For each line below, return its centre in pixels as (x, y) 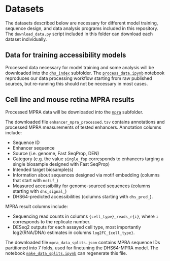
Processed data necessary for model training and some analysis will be (80, 67)
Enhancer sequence (33, 148)
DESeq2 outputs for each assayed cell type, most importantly (77, 227)
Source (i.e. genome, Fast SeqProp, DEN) (56, 153)
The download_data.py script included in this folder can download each (79, 34)
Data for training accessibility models (66, 55)
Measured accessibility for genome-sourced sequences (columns (81, 186)
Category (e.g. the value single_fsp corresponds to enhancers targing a (88, 159)
